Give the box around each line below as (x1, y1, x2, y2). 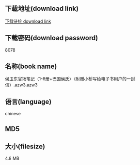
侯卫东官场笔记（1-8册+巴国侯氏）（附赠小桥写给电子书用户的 (5, 76, 127, 82)
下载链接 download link (5, 18, 51, 24)
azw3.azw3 (15, 82, 38, 88)
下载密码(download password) (5, 34, 98, 42)
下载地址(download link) (5, 4, 79, 13)
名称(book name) (5, 62, 57, 71)
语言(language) (5, 97, 52, 105)
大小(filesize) (5, 142, 45, 151)
